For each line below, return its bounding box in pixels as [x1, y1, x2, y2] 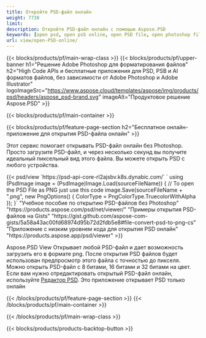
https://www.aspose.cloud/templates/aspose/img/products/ [47, 87, 199, 94]
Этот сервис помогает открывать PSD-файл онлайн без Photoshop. [6, 142, 183, 149]
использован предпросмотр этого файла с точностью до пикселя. [6, 257, 181, 264]
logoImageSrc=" [6, 87, 48, 94]
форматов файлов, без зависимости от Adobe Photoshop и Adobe [6, 74, 178, 81]
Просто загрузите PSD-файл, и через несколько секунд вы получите [6, 148, 187, 156]
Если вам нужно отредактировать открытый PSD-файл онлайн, [6, 270, 173, 277]
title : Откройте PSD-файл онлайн [6, 9, 92, 15]
